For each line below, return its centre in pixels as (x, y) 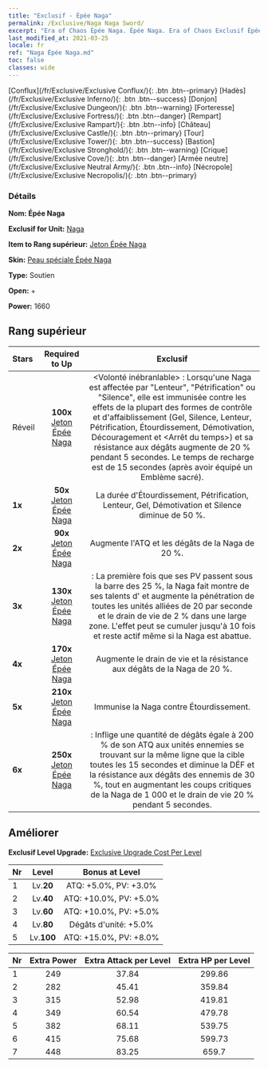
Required (62, 354)
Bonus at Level (111, 871)
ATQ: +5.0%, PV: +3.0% (112, 885)
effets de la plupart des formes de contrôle (172, 407)
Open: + (22, 291)
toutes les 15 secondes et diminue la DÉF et (172, 764)
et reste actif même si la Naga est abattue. (172, 636)
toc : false (26, 61)
